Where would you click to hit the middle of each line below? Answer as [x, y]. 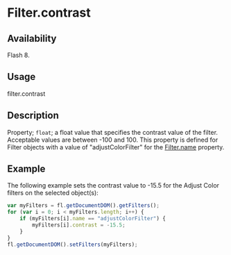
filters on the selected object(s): [53, 193]
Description [33, 116]
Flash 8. [18, 55]
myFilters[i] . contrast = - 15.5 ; [79, 225]
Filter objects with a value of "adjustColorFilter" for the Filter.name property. [116, 147]
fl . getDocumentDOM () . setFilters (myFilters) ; [72, 245]
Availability [32, 39]
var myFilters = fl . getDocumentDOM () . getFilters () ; [83, 206]
